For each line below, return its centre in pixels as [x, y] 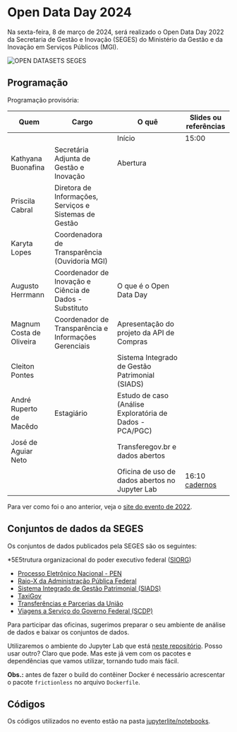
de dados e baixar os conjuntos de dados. [68, 632]
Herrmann [28, 294]
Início [126, 138]
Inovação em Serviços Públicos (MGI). [63, 47]
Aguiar [22, 451]
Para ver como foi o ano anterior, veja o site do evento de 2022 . [100, 506]
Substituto [71, 308]
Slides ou [206, 117]
